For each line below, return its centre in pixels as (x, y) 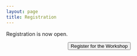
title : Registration (32, 17)
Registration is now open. (37, 34)
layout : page (22, 11)
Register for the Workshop (99, 46)
